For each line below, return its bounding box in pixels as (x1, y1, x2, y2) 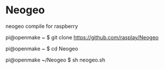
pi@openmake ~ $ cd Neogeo (5, 45, 79, 52)
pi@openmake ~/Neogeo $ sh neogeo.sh (5, 56, 106, 63)
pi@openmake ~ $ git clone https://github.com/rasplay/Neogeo (5, 34, 159, 41)
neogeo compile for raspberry (5, 23, 79, 30)
